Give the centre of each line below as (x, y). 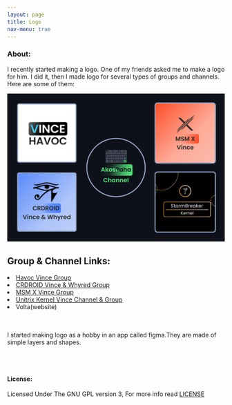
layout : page (26, 14)
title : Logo (24, 22)
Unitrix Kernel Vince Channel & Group (69, 299)
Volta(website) (37, 307)
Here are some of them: (41, 83)
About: (19, 54)
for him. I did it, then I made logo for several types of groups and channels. (113, 77)
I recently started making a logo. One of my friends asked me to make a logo (116, 69)
